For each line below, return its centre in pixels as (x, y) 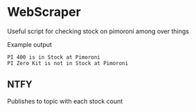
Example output (29, 44)
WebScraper (44, 12)
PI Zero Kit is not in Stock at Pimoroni (68, 63)
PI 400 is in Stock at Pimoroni (54, 57)
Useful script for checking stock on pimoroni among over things (98, 31)
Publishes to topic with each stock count (65, 101)
